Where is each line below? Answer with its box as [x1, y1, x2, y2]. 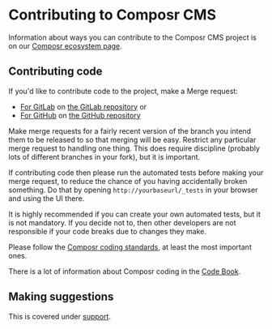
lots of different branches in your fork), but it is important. [8, 152, 201, 161]
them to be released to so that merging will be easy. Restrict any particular [8, 135, 257, 144]
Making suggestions [8, 290, 114, 304]
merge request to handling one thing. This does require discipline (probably [8, 143, 261, 153]
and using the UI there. [8, 193, 85, 203]
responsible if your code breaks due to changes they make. [8, 226, 206, 236]
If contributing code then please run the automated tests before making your [8, 168, 264, 177]
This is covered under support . [8, 311, 112, 321]
